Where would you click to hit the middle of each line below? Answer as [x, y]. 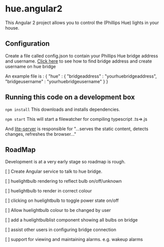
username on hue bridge [30, 66]
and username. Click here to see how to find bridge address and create [79, 61]
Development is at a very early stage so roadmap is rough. [65, 162]
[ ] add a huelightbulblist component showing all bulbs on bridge [71, 220]
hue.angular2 [34, 9]
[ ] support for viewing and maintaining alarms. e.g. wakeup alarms [74, 239]
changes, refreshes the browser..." [41, 134]
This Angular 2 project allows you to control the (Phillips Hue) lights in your [82, 23]
